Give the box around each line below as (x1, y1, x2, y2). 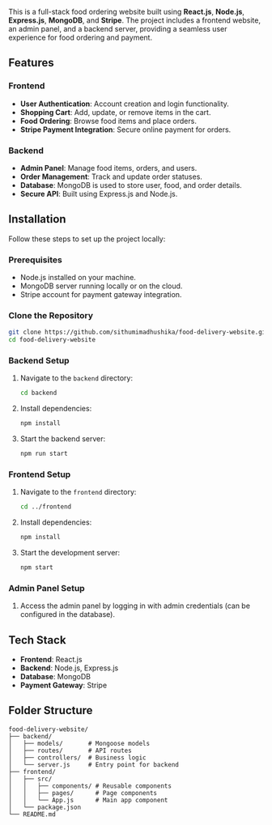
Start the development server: (19, 548, 121, 558)
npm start (19, 563, 54, 572)
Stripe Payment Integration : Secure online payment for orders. (19, 125, 232, 134)
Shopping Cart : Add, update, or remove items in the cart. (19, 107, 211, 117)
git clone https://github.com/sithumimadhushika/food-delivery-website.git (8, 328, 270, 337)
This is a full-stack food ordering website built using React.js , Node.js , (8, 7, 245, 16)
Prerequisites (8, 254, 62, 266)
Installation (8, 212, 66, 226)
